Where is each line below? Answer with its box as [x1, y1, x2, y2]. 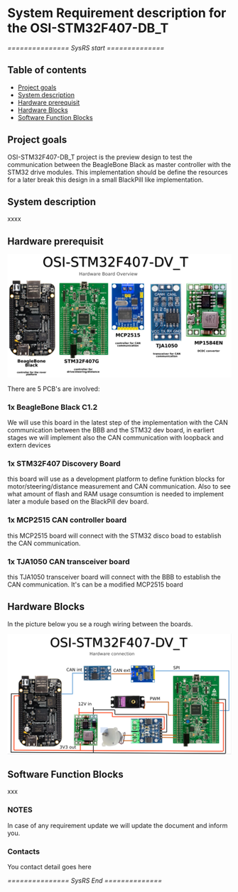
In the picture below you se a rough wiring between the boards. [7, 619, 193, 628]
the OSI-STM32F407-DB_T [7, 20, 169, 36]
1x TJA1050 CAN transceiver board [7, 556, 130, 566]
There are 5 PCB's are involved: [7, 384, 100, 393]
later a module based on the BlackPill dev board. [7, 497, 149, 506]
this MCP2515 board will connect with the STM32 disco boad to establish [7, 531, 222, 540]
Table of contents [7, 64, 87, 76]
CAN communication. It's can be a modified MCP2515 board [7, 580, 183, 589]
